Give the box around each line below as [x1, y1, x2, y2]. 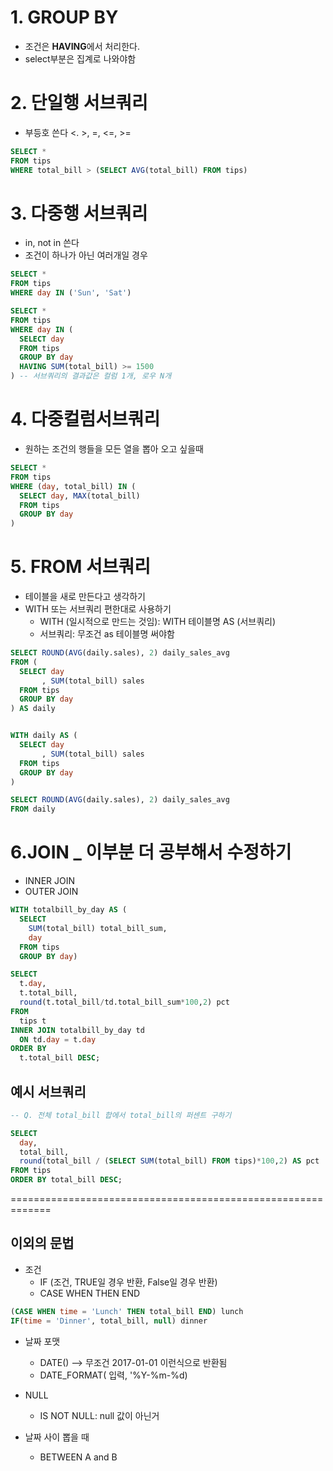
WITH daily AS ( [10, 731, 78, 741]
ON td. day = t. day [19, 1034, 97, 1045]
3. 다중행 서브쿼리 [10, 202, 148, 225]
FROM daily [10, 804, 56, 815]
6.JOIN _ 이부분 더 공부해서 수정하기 [10, 841, 292, 864]
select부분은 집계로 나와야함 [24, 52, 137, 65]
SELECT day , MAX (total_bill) [19, 491, 141, 501]
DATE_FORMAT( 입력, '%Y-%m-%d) [39, 1369, 188, 1381]
